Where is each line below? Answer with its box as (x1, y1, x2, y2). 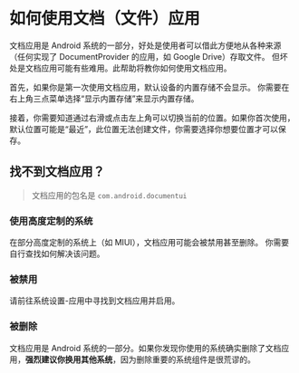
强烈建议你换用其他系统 (25, 354, 113, 365)
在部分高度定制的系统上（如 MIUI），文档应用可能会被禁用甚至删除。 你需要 (9, 237, 290, 248)
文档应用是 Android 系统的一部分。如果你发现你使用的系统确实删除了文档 (9, 342, 282, 353)
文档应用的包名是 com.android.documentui (31, 189, 188, 200)
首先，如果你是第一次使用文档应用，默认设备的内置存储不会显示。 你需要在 (9, 81, 290, 92)
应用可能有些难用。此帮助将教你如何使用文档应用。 (40, 62, 232, 73)
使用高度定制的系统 (9, 215, 93, 227)
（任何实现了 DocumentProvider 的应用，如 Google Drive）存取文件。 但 (9, 51, 281, 62)
